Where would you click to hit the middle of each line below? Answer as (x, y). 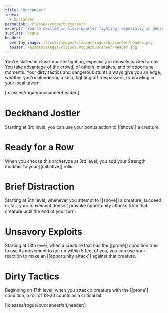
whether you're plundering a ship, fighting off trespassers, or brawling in (80, 77)
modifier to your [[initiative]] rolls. (39, 166)
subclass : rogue (22, 33)
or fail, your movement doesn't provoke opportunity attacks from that (76, 206)
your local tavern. (23, 83)
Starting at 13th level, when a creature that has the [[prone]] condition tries (82, 245)
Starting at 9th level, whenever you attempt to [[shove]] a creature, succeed (83, 200)
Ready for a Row (39, 147)
